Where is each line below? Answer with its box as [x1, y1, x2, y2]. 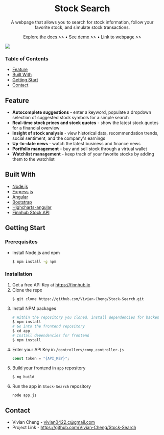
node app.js [12, 393, 37, 398]
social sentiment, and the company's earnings [12, 135, 106, 141]
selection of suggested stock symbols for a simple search [12, 115, 129, 121]
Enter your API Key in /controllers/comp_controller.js [12, 346, 124, 352]
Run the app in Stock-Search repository [12, 383, 91, 389]
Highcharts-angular [12, 204, 52, 210]
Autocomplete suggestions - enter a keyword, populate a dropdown [12, 109, 152, 115]
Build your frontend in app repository [12, 365, 86, 371]
